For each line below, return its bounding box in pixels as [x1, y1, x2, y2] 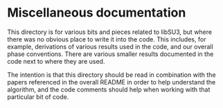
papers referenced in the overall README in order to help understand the [7, 78, 216, 86]
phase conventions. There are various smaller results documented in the [7, 50, 214, 58]
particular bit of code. [7, 92, 69, 101]
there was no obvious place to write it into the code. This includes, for [7, 35, 206, 43]
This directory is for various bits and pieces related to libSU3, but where [7, 28, 213, 36]
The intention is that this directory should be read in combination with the [7, 71, 216, 79]
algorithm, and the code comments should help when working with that [7, 85, 211, 93]
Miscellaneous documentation [7, 5, 186, 21]
